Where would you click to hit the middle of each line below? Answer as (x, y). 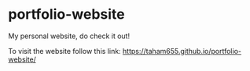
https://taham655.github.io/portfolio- (182, 51)
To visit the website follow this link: (64, 51)
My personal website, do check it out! (69, 36)
